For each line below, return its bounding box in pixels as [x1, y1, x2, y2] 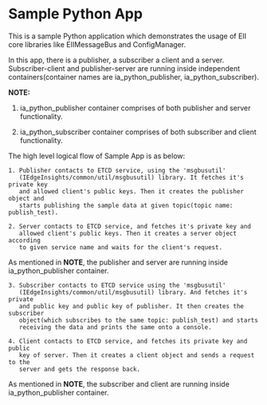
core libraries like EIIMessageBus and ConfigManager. [8, 39, 186, 49]
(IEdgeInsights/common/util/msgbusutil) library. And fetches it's [18, 288, 248, 296]
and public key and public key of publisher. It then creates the [18, 302, 245, 310]
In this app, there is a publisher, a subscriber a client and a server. [8, 55, 225, 65]
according [8, 236, 41, 244]
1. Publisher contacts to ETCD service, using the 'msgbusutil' [8, 166, 226, 174]
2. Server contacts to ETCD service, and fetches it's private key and [8, 222, 251, 230]
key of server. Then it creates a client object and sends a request [18, 351, 255, 359]
